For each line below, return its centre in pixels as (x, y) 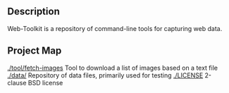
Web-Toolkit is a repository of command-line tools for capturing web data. (115, 28)
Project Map (35, 51)
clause (17, 82)
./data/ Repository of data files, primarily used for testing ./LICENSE (105, 75)
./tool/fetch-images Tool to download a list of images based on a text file (113, 68)
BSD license (45, 82)
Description (33, 12)
